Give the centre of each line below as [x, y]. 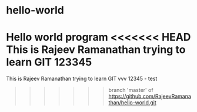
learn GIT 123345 [49, 62]
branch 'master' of [131, 90]
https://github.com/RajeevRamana [150, 96]
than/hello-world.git [133, 103]
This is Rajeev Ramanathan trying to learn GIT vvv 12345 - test [82, 79]
